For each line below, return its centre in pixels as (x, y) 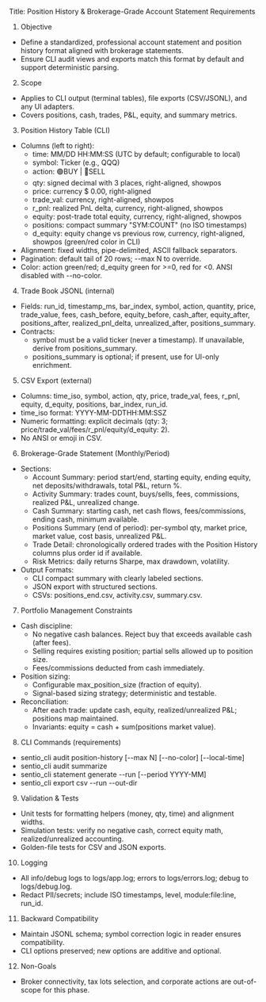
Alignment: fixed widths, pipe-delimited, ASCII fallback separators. (129, 250)
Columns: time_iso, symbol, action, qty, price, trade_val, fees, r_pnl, (130, 396)
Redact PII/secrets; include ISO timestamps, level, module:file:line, (128, 895)
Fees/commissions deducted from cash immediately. (118, 668)
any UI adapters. (47, 107)
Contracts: (38, 331)
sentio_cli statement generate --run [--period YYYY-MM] (113, 774)
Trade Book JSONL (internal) (67, 291)
